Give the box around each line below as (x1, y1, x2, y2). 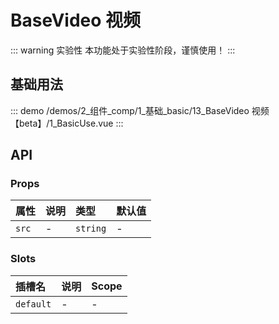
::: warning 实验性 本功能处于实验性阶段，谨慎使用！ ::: (10, 44, 236, 56)
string (75, 223, 107, 235)
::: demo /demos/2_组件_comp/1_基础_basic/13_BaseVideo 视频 (10, 104, 270, 116)
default (15, 298, 52, 310)
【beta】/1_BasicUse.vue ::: (10, 117, 124, 129)
